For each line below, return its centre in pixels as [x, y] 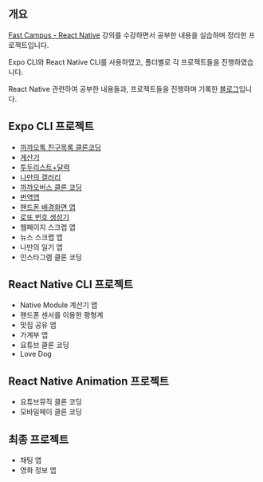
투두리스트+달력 [45, 167]
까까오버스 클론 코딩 [51, 187]
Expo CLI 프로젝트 [51, 126]
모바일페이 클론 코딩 [51, 412]
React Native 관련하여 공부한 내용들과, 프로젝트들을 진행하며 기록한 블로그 [124, 89]
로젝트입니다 [28, 45]
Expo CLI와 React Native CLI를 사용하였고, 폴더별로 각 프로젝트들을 [114, 61]
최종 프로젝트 [39, 439]
